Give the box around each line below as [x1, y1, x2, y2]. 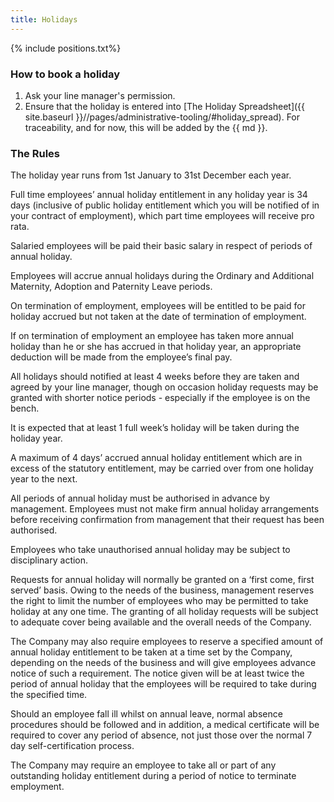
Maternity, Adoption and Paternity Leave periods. [10, 281, 213, 293]
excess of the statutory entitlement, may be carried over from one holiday [10, 462, 314, 475]
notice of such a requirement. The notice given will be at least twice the [10, 667, 305, 680]
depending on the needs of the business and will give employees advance [10, 657, 317, 669]
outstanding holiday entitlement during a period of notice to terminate [10, 770, 297, 782]
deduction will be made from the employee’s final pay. [10, 351, 233, 363]
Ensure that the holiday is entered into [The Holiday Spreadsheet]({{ [24, 100, 306, 112]
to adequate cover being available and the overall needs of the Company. [10, 616, 312, 628]
